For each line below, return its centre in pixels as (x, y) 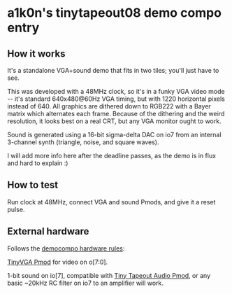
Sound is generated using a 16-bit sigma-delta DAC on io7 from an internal (114, 135)
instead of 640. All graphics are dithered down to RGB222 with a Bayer (109, 106)
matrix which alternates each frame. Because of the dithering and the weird (116, 114)
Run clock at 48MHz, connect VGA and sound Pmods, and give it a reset (111, 202)
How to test (32, 185)
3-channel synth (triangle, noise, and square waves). (83, 142)
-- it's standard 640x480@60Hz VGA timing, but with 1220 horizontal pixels (116, 99)
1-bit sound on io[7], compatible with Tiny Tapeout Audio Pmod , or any (109, 275)
